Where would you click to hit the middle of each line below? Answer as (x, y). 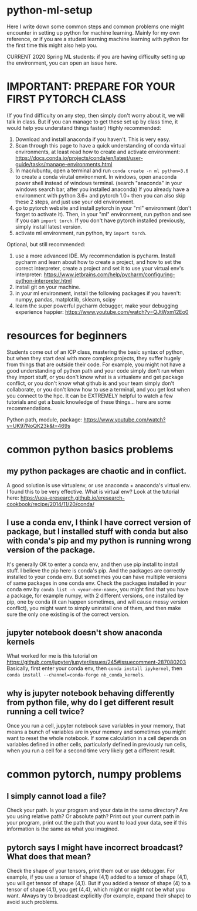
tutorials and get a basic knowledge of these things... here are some (89, 402)
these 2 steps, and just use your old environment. (75, 202)
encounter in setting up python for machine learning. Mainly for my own (93, 32)
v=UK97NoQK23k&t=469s (39, 426)
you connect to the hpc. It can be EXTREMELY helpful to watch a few (90, 396)
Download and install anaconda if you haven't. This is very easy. (93, 139)
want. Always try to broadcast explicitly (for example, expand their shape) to (99, 896)
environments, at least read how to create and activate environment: (98, 152)
